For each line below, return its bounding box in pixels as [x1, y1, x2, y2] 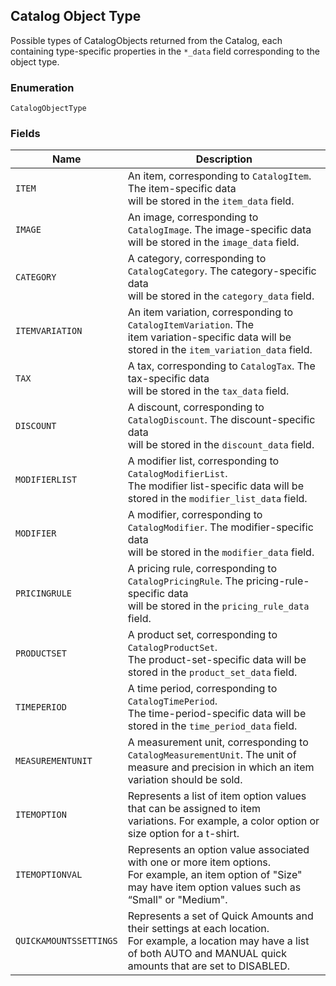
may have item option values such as [127, 880, 302, 894]
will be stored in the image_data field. [127, 235, 300, 249]
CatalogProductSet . [127, 640, 218, 654]
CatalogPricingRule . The [127, 574, 244, 588]
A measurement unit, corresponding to [127, 735, 309, 749]
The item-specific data [127, 182, 237, 196]
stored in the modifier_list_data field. [127, 492, 308, 506]
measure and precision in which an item [127, 760, 315, 774]
